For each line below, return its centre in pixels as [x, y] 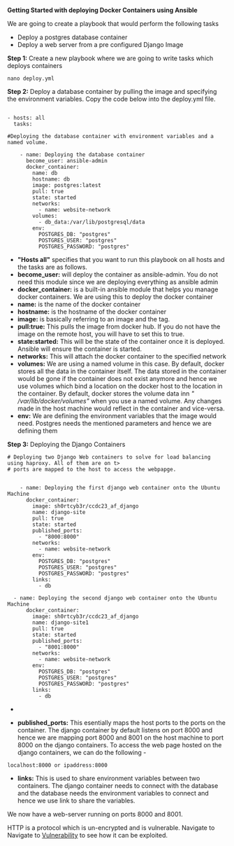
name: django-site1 [61, 623]
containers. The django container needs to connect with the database [118, 786]
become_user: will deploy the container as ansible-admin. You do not [118, 275]
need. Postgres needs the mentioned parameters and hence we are [114, 423]
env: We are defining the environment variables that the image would [117, 416]
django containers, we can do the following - [82, 753]
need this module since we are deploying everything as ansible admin [118, 282]
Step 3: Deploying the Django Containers [66, 444]
